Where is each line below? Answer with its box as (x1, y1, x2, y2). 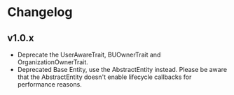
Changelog (7, 4, 73, 20)
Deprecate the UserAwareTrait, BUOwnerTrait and (17, 50, 161, 59)
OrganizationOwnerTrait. (17, 58, 89, 66)
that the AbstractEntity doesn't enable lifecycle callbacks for (17, 73, 192, 81)
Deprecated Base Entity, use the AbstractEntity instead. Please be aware (17, 66, 228, 73)
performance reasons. (17, 80, 82, 88)
